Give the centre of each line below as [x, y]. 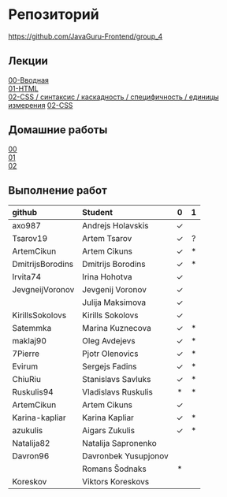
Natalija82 [31, 443]
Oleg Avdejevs [109, 341]
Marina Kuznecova [117, 328]
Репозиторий [54, 15]
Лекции [28, 61]
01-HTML [23, 88]
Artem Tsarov [107, 239]
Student [97, 213]
